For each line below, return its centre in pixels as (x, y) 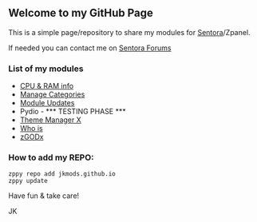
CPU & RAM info (47, 86)
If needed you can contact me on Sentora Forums (90, 48)
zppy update (28, 181)
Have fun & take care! (44, 196)
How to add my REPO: (51, 157)
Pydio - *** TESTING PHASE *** (73, 112)
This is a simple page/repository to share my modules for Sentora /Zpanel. (129, 32)
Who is (31, 129)
